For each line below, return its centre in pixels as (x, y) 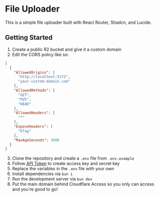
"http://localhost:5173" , (44, 77)
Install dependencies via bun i (42, 174)
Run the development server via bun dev (52, 179)
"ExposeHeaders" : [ (33, 127)
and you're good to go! (35, 189)
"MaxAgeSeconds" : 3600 (37, 140)
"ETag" (24, 131)
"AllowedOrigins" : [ (34, 72)
